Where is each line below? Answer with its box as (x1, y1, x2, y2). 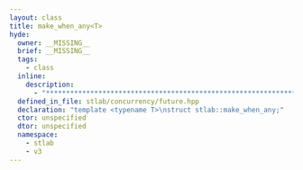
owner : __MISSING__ (17, 38, 91, 48)
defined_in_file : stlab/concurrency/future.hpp (17, 96, 200, 106)
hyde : (9, 30, 30, 39)
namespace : (17, 130, 59, 139)
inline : (17, 72, 47, 81)
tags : (17, 55, 39, 64)
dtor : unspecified (17, 122, 87, 131)
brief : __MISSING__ (17, 47, 91, 56)
